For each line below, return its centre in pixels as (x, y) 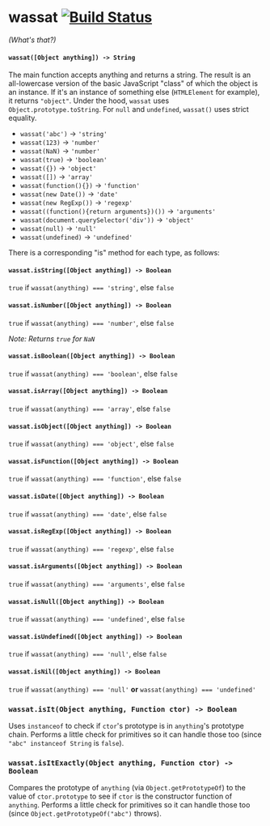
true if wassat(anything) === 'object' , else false (91, 444)
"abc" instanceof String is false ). (66, 743)
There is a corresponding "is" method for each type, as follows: (114, 253)
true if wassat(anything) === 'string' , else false (91, 288)
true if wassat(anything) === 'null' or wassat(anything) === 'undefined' (132, 689)
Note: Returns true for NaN (52, 338)
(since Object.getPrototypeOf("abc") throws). (85, 814)
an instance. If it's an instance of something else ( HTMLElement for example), (134, 92)
